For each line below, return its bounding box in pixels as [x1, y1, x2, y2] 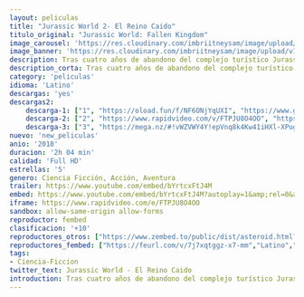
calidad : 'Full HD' [9, 156, 83, 166]
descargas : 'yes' [9, 89, 75, 98]
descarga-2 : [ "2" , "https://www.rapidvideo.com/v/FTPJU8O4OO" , [25, 114, 270, 123]
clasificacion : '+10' [9, 224, 91, 233]
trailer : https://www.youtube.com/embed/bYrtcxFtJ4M [9, 182, 213, 191]
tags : [9, 249, 30, 258]
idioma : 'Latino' [9, 81, 75, 90]
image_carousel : [9, 38, 71, 48]
